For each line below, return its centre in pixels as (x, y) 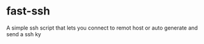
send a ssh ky (24, 34)
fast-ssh (28, 11)
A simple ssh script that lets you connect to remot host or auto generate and (102, 28)
